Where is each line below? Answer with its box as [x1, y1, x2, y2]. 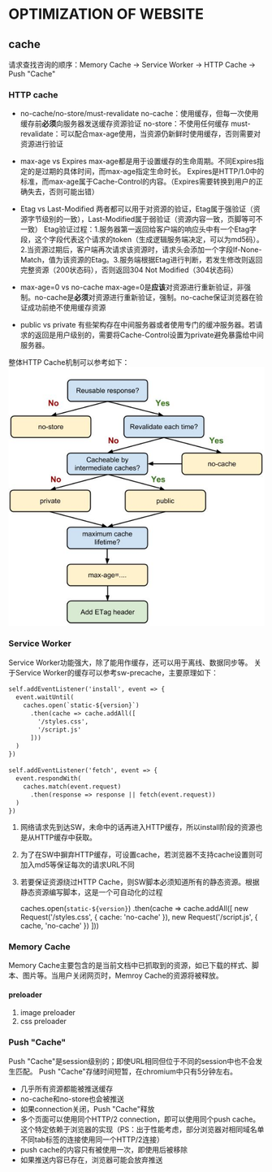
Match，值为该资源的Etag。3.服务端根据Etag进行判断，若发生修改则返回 [19, 255, 263, 265]
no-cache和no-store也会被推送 [19, 1094, 124, 1104]
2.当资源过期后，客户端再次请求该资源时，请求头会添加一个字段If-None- [19, 245, 262, 254]
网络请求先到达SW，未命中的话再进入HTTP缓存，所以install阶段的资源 [19, 822, 256, 831]
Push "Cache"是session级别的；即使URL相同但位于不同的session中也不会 [8, 1056, 256, 1066]
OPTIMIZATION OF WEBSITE [8, 5, 205, 24]
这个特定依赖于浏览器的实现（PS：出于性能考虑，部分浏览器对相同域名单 [19, 1124, 265, 1134]
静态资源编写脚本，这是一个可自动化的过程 [19, 887, 163, 896]
